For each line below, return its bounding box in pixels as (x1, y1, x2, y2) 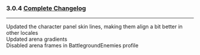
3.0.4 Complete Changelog (6, 4, 86, 12)
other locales (6, 30, 39, 37)
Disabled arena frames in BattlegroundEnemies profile (6, 42, 139, 49)
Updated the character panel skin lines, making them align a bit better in (6, 23, 183, 30)
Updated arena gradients (6, 35, 67, 43)
